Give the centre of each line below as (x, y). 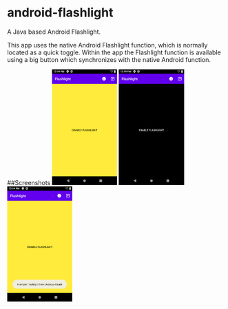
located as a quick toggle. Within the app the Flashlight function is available (114, 52)
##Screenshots (29, 182)
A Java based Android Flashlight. (54, 32)
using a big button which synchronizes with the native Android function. (109, 59)
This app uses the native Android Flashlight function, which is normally (107, 45)
